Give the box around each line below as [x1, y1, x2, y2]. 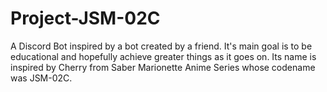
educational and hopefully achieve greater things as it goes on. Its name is [10, 50, 317, 62]
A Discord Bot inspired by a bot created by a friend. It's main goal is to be [10, 40, 313, 52]
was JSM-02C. [10, 72, 73, 84]
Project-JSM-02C [10, 7, 161, 30]
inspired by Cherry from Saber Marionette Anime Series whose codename [10, 61, 316, 73]
